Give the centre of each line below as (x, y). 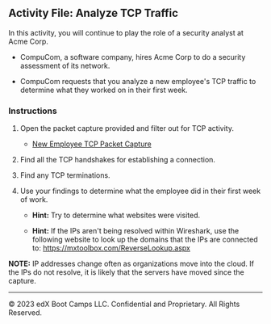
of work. (34, 200)
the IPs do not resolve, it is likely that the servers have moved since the (126, 272)
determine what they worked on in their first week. (104, 90)
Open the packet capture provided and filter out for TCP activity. (127, 128)
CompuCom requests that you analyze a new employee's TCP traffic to (138, 81)
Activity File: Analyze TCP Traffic (94, 13)
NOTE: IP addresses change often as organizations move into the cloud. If (131, 264)
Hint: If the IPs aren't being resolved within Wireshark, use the (135, 231)
